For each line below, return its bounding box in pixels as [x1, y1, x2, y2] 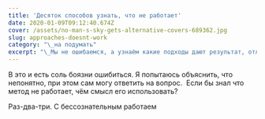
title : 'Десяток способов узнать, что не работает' [8, 11, 181, 20]
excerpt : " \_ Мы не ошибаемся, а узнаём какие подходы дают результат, [8, 48, 245, 56]
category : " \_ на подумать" [8, 41, 97, 49]
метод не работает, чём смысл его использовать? [8, 87, 178, 95]
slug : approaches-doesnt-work [8, 33, 108, 42]
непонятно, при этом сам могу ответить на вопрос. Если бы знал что [8, 78, 244, 87]
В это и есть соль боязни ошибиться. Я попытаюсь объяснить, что [8, 70, 233, 79]
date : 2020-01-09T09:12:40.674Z [8, 19, 114, 27]
